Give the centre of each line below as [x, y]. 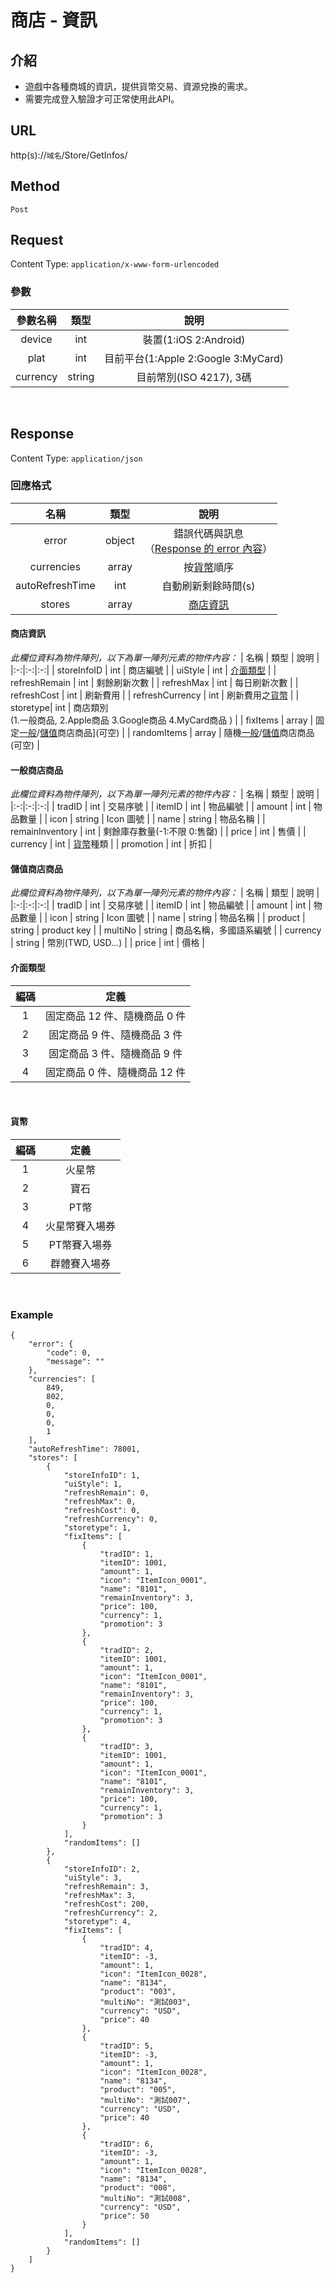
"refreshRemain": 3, [106, 1887]
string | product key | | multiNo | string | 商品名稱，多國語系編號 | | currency [166, 930]
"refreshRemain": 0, [106, 1493]
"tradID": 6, [127, 2144]
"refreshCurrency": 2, [111, 1913]
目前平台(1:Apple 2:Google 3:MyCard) [194, 358]
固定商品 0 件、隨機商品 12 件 [116, 1072]
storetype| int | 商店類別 [59, 708]
